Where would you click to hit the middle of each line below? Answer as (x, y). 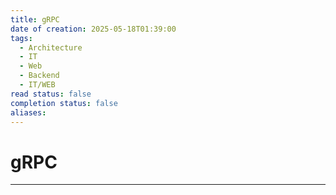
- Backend (39, 76)
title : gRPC (35, 19)
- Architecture (51, 47)
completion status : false (64, 103)
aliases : (28, 112)
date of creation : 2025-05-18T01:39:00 (93, 29)
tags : (21, 38)
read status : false (51, 94)
